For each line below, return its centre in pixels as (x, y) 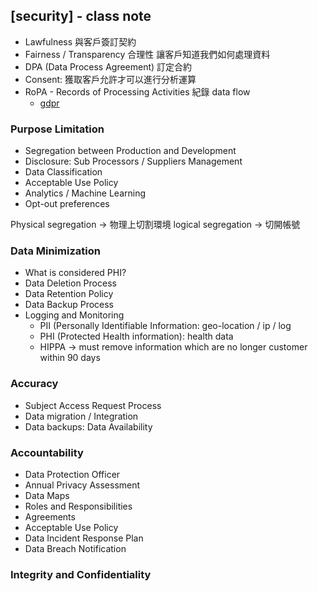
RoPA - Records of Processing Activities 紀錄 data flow (137, 91)
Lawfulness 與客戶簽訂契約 (80, 41)
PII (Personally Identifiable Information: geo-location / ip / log (165, 326)
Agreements (50, 517)
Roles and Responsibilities (78, 506)
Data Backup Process (69, 305)
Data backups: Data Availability (88, 426)
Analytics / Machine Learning (85, 193)
